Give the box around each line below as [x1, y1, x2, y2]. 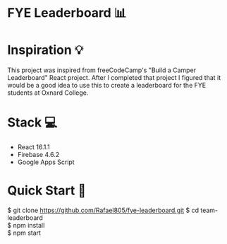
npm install [13, 221, 45, 229]
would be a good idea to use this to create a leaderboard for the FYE [7, 81, 207, 90]
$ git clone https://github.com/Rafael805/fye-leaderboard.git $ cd [7, 206, 200, 214]
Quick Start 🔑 [7, 182, 87, 199]
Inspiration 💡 [7, 42, 84, 58]
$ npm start [7, 228, 41, 237]
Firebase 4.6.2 [17, 151, 60, 159]
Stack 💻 [7, 115, 58, 131]
